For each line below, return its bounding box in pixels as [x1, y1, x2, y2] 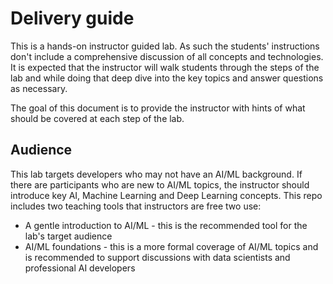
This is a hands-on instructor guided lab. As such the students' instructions [10, 40, 320, 52]
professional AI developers [24, 262, 136, 274]
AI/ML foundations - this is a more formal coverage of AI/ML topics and [24, 240, 319, 252]
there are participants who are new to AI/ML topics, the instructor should [10, 178, 310, 191]
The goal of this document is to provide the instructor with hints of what [10, 102, 306, 114]
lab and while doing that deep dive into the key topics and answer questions [10, 72, 324, 84]
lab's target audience [24, 230, 113, 242]
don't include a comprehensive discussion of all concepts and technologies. [10, 50, 324, 62]
